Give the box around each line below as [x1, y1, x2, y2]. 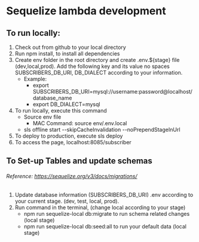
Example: [23, 76, 47, 82]
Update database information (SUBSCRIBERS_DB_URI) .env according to [14, 191, 194, 198]
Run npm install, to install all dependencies [14, 50, 120, 57]
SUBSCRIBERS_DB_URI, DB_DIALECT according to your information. [14, 69, 183, 76]
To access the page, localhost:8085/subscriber [14, 139, 131, 145]
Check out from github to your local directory [14, 44, 127, 51]
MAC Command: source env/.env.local [32, 120, 127, 126]
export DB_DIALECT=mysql [32, 101, 100, 108]
